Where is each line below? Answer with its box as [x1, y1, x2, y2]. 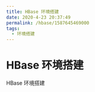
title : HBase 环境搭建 [6, 8, 59, 15]
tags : [6, 25, 20, 32]
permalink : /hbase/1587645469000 [6, 20, 90, 26]
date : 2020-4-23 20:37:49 [6, 14, 71, 20]
